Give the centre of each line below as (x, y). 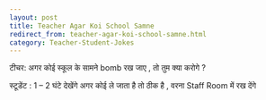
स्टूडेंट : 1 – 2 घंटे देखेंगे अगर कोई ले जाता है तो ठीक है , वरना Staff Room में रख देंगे (133, 86)
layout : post (34, 17)
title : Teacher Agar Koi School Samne (82, 26)
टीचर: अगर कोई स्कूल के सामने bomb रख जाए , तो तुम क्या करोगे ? (108, 68)
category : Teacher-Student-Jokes (72, 42)
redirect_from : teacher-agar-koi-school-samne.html (108, 34)
